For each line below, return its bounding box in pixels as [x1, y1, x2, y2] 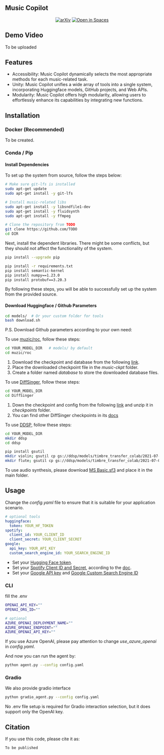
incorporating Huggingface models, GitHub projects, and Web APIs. [12, 87, 148, 92]
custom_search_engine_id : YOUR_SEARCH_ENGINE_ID [9, 550, 110, 555]
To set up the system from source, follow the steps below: [5, 172, 122, 178]
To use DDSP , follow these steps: [5, 422, 72, 428]
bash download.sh [5, 318, 41, 323]
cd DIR [5, 231, 19, 236]
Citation [5, 723, 30, 731]
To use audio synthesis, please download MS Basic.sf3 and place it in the [5, 467, 153, 473]
